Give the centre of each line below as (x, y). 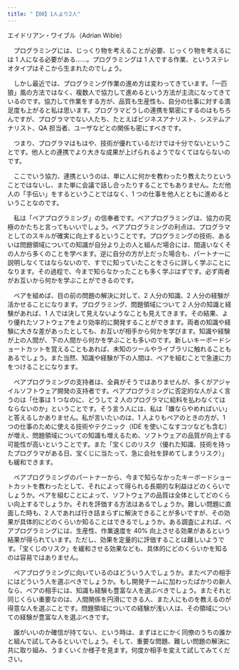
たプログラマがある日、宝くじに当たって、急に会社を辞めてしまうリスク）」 (118, 453)
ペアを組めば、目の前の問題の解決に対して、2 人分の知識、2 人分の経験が (121, 295)
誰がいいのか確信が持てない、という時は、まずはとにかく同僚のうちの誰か (122, 632)
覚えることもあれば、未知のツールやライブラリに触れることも (141, 349)
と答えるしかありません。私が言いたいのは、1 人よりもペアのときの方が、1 (116, 417)
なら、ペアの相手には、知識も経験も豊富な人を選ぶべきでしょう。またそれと (119, 590)
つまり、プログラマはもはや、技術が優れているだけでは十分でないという (119, 143)
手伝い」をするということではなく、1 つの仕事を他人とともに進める (125, 194)
